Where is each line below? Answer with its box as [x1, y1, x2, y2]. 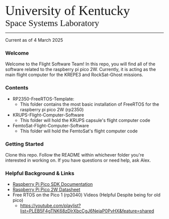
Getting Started [5, 140, 44, 148]
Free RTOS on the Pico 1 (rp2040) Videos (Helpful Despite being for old [12, 192, 161, 198]
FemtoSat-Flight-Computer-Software [12, 122, 89, 128]
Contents [5, 84, 29, 91]
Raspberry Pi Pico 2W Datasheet [12, 187, 80, 193]
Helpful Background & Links [5, 170, 74, 177]
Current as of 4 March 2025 [5, 37, 63, 43]
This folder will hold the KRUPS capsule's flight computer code [20, 117, 150, 123]
